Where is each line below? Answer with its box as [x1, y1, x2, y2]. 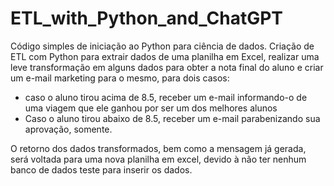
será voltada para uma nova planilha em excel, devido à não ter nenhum [10, 153, 307, 165]
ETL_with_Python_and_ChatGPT [10, 7, 284, 30]
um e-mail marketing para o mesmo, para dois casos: [10, 72, 230, 84]
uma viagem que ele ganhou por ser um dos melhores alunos [24, 102, 278, 114]
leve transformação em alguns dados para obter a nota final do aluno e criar [10, 61, 324, 73]
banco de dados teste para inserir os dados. [10, 163, 193, 176]
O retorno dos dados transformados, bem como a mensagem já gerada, [10, 142, 307, 154]
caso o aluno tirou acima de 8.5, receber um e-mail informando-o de [24, 91, 308, 103]
